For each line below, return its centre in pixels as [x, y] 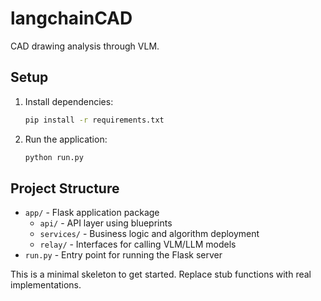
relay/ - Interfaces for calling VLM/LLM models [138, 244]
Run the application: [66, 139]
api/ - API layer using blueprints [106, 223]
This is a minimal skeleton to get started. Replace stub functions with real [161, 274]
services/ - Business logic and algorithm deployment [149, 234]
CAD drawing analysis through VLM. [85, 46]
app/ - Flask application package [92, 213]
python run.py [54, 157]
